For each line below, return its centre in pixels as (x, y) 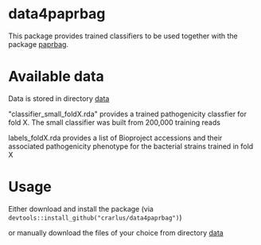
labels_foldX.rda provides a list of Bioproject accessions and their (115, 138)
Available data (56, 77)
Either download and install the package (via (81, 208)
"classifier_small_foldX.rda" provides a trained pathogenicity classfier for (128, 114)
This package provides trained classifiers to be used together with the (123, 36)
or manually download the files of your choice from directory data (116, 232)
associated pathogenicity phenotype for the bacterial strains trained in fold (131, 146)
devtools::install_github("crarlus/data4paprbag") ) (95, 217)
